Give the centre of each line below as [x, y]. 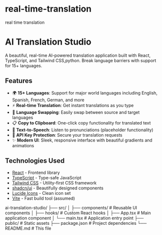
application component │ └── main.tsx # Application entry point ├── [74, 218]
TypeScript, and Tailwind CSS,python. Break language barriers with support [81, 60]
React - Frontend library [36, 172]
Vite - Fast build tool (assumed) [43, 198]
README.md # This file [28, 228]
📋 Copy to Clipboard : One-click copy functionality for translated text [81, 123]
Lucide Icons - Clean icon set [41, 193]
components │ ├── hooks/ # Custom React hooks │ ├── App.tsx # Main [78, 213]
